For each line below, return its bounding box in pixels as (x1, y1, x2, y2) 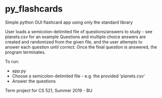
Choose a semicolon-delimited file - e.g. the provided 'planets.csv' (12, 73, 145, 79)
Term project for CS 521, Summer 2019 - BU (5, 87, 93, 93)
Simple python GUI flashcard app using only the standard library (5, 19, 133, 25)
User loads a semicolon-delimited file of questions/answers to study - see (5, 28, 153, 34)
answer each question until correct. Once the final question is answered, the (5, 44, 157, 50)
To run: (5, 58, 19, 64)
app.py (12, 68, 27, 73)
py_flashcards (5, 3, 63, 14)
